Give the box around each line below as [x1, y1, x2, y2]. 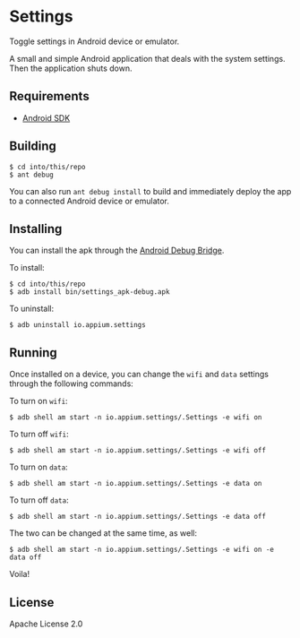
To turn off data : [9, 495, 69, 505]
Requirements [9, 89, 90, 104]
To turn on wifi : [9, 396, 69, 407]
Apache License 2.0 [9, 618, 83, 629]
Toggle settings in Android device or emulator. [9, 36, 180, 47]
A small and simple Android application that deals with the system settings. [9, 53, 286, 64]
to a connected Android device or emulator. [9, 195, 170, 206]
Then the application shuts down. [9, 63, 133, 73]
